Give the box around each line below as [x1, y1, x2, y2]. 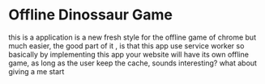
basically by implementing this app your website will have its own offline [8, 49, 250, 59]
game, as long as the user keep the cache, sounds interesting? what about [8, 58, 258, 68]
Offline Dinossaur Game [8, 6, 173, 24]
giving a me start [8, 66, 65, 76]
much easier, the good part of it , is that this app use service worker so [8, 40, 245, 50]
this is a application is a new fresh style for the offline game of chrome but [8, 32, 257, 42]
